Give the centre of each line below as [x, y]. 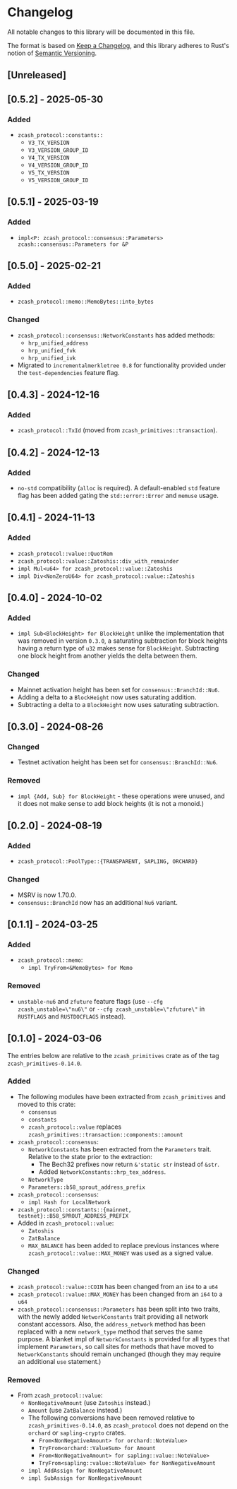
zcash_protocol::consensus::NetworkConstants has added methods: [116, 335]
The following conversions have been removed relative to [111, 1418]
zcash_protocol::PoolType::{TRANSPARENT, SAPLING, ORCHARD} [108, 862]
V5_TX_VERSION [49, 173]
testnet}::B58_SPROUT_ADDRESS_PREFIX [73, 1216]
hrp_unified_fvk [52, 350]
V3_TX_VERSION [49, 143]
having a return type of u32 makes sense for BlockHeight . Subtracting [118, 648]
